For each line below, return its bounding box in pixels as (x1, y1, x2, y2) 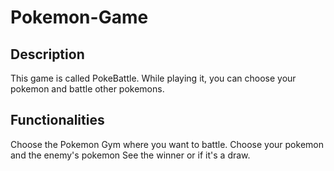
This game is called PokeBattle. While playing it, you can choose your (10, 72, 297, 84)
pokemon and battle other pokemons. (10, 83, 165, 95)
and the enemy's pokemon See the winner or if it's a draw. (10, 149, 251, 161)
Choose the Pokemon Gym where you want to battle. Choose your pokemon (10, 138, 324, 150)
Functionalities (10, 112, 105, 129)
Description (10, 46, 85, 63)
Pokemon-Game (10, 6, 149, 29)
